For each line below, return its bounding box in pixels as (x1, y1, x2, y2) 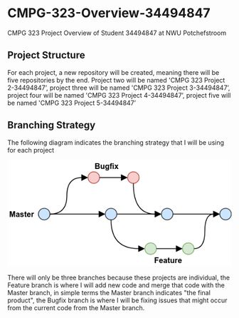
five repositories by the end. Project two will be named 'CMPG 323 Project (7, 76, 225, 84)
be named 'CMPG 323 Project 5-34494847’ (7, 98, 137, 107)
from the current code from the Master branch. (7, 304, 145, 312)
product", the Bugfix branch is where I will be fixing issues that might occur (7, 296, 228, 304)
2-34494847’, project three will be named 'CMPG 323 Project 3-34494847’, (7, 83, 230, 92)
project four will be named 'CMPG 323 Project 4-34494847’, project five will (7, 91, 231, 99)
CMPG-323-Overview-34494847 (7, 5, 211, 21)
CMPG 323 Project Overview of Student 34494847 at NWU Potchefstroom (7, 29, 226, 37)
